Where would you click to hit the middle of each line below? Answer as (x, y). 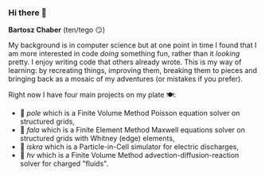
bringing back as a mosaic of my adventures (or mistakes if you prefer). (125, 79)
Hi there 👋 (28, 13)
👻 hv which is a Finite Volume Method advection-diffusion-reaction (129, 155)
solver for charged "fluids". (64, 164)
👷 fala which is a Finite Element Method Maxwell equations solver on (132, 130)
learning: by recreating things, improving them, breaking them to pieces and (132, 71)
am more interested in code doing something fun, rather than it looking (124, 54)
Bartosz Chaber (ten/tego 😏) (57, 30)
